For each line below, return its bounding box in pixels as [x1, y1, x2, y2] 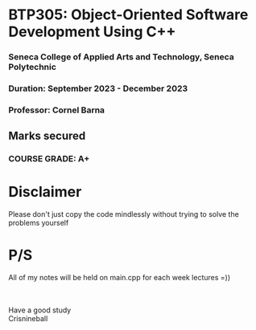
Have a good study [8, 305, 72, 315]
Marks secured [8, 129, 86, 143]
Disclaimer [8, 183, 82, 202]
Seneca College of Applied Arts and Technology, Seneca [8, 51, 235, 63]
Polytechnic [8, 62, 56, 73]
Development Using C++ [8, 22, 176, 41]
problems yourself [8, 218, 69, 228]
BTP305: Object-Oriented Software [8, 6, 249, 24]
